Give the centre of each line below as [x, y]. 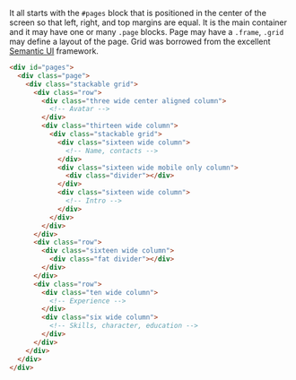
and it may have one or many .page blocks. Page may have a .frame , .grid [147, 32]
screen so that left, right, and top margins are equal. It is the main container [148, 22]
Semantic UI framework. [54, 51]
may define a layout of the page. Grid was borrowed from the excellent [140, 41]
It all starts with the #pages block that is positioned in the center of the [138, 13]
